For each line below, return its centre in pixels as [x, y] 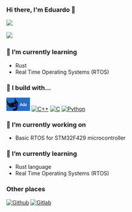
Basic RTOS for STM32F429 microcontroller [70, 138]
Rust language [33, 167]
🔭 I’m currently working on [46, 124]
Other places [26, 189]
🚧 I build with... [29, 88]
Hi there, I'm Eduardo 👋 [41, 10]
